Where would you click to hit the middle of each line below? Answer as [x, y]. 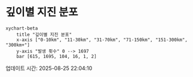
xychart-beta [22, 28]
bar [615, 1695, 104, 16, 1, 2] [56, 56]
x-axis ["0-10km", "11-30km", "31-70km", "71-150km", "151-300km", [102, 40]
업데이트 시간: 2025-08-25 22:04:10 [49, 68]
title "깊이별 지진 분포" [44, 34]
